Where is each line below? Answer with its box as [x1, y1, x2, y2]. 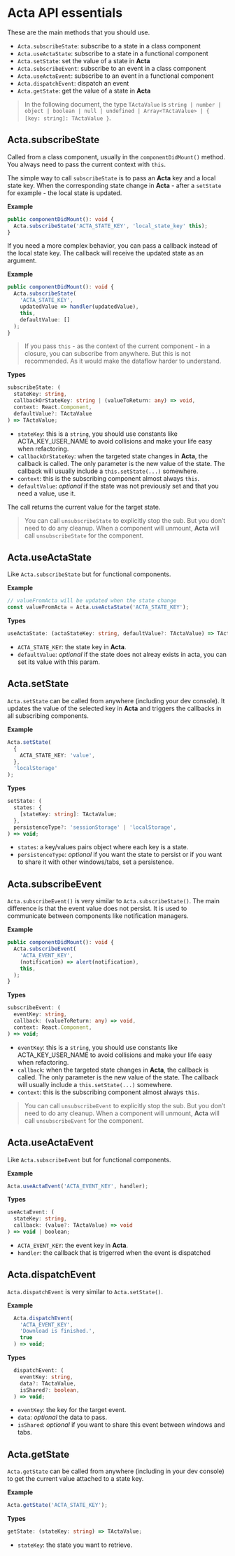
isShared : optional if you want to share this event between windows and [17, 1421, 225, 1429]
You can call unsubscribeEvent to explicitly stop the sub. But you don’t [24, 1101, 226, 1110]
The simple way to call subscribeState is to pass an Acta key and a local [7, 173, 216, 182]
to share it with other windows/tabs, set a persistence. [17, 858, 174, 866]
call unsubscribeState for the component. [24, 531, 144, 540]
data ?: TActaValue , [20, 1380, 77, 1387]
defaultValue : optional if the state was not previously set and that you [17, 481, 219, 490]
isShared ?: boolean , [20, 1386, 80, 1394]
